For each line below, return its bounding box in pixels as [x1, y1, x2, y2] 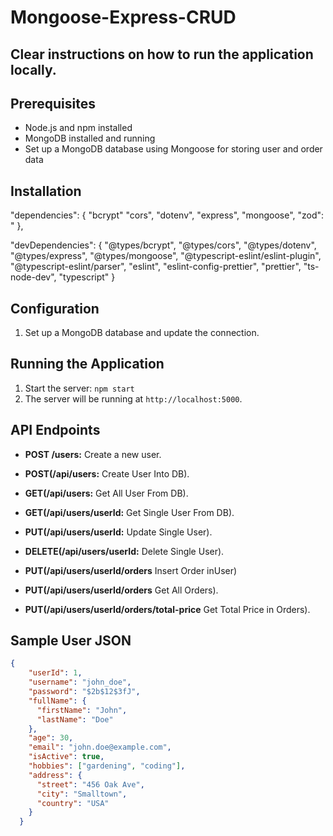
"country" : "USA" [36, 798, 110, 808]
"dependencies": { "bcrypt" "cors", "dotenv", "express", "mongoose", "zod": [10, 209, 325, 221]
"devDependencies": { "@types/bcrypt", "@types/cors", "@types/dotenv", [10, 239, 317, 251]
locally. [10, 61, 57, 78]
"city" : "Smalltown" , [36, 789, 128, 799]
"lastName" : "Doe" [36, 714, 114, 725]
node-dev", [10, 271, 57, 283]
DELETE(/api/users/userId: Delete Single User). [24, 545, 225, 557]
